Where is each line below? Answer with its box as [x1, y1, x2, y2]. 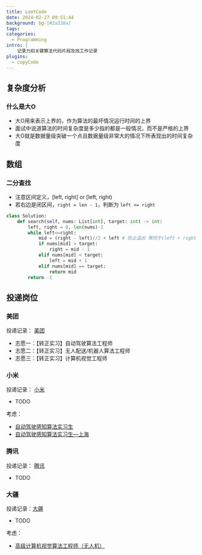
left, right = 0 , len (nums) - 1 [28, 224, 103, 230]
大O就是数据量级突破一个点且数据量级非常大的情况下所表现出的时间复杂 [14, 132, 194, 140]
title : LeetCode [6, 8, 47, 15]
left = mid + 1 [49, 257, 87, 263]
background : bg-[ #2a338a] [6, 20, 71, 26]
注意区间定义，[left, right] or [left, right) [14, 193, 112, 200]
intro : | [6, 43, 28, 49]
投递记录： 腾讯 [6, 462, 45, 469]
